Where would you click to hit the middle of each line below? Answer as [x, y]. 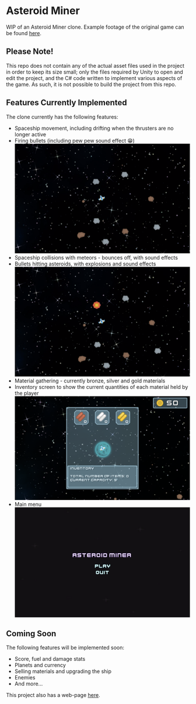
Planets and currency [40, 665]
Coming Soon [31, 634]
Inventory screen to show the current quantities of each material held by [101, 386]
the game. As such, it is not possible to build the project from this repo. [91, 84]
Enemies [25, 678]
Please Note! [30, 52]
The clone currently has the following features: [62, 117]
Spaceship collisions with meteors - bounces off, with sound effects [96, 257]
